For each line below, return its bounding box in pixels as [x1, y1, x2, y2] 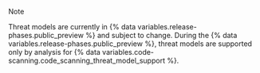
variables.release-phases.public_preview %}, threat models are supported [8, 39, 253, 48]
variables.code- [102, 48, 154, 56]
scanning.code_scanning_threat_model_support [8, 56, 166, 65]
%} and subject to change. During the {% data [85, 31, 238, 40]
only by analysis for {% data [8, 48, 101, 56]
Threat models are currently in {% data [8, 22, 136, 31]
